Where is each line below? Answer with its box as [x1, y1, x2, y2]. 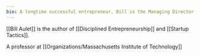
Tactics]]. [6, 31, 30, 39]
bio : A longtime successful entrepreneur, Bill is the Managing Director [6, 8, 195, 15]
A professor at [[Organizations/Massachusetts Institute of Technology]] [6, 43, 183, 50]
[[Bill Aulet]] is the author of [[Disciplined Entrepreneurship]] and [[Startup [6, 25, 189, 32]
